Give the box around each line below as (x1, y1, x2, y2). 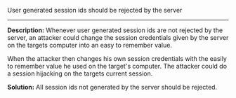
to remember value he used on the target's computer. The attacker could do (7, 62, 227, 70)
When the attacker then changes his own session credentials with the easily (7, 55, 227, 62)
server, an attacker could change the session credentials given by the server (7, 34, 229, 41)
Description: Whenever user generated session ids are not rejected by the (7, 26, 223, 34)
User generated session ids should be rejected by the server (7, 6, 183, 14)
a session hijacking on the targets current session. (7, 69, 153, 78)
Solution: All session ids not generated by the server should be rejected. (7, 83, 218, 91)
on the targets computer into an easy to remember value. (7, 41, 172, 49)
